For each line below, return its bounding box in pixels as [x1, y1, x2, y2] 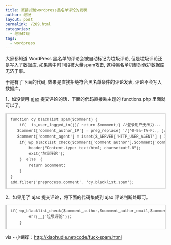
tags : [5, 36, 17, 41]
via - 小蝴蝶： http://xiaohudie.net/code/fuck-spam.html [5, 234, 122, 240]
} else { [19, 157, 43, 162]
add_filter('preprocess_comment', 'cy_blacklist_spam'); [10, 180, 134, 185]
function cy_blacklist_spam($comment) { [10, 117, 98, 122]
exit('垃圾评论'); [28, 151, 65, 156]
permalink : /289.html [5, 21, 51, 27]
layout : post [5, 17, 33, 22]
